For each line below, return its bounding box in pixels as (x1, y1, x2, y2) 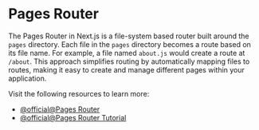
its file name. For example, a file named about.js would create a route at (8, 48, 245, 57)
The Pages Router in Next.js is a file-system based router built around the (8, 31, 249, 41)
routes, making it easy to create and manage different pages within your (8, 65, 245, 74)
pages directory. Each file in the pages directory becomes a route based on (8, 39, 251, 49)
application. (8, 73, 47, 83)
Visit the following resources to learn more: (8, 89, 150, 98)
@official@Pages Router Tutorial (19, 112, 127, 122)
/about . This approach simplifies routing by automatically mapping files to (8, 57, 250, 66)
